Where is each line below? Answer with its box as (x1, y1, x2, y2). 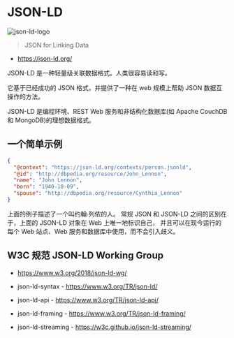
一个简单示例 (7, 138, 63, 150)
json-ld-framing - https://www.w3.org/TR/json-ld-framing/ (17, 309, 187, 318)
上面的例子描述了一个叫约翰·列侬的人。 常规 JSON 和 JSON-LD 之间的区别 (7, 210, 221, 218)
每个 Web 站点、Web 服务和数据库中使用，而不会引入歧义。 (7, 227, 180, 235)
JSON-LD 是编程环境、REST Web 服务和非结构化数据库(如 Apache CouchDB (7, 107, 228, 115)
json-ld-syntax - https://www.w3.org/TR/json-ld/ (17, 282, 158, 291)
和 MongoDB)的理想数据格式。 (7, 116, 96, 124)
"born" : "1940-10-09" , (13, 183, 80, 191)
